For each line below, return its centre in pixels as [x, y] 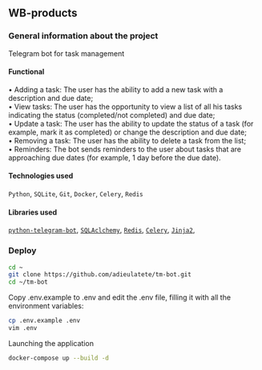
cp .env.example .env [44, 321]
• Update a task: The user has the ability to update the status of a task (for [131, 123]
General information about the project [83, 36]
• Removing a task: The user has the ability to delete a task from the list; [127, 140]
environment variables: [46, 306]
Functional [26, 72]
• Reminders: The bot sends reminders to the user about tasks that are [125, 149]
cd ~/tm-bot [28, 282]
